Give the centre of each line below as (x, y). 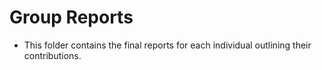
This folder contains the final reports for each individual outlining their (167, 45)
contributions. (52, 55)
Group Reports (71, 17)
